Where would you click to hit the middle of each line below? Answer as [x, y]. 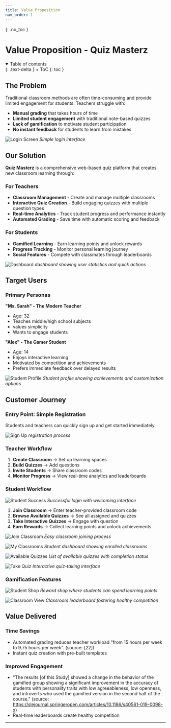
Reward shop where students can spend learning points [99, 590]
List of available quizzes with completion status [98, 556]
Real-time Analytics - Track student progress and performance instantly [89, 214]
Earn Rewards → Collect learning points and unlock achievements [82, 526]
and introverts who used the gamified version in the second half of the [86, 693]
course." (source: [31, 699]
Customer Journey [36, 400]
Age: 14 [21, 352]
